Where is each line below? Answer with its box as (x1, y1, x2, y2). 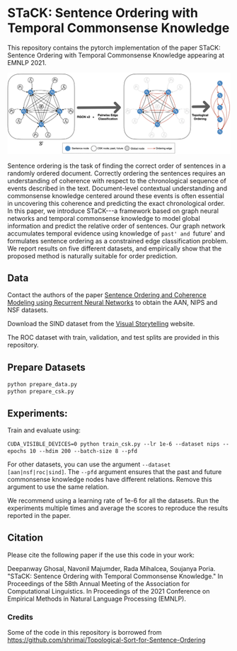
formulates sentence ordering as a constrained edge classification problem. (7, 236, 229, 245)
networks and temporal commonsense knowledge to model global (7, 214, 200, 222)
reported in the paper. (7, 511, 71, 519)
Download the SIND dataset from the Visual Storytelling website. (7, 320, 195, 328)
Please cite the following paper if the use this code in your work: (7, 551, 195, 559)
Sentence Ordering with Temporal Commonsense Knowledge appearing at (7, 51, 225, 59)
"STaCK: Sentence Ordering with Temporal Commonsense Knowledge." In (7, 572, 224, 580)
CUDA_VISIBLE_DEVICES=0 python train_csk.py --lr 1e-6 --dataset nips (7, 440, 220, 447)
